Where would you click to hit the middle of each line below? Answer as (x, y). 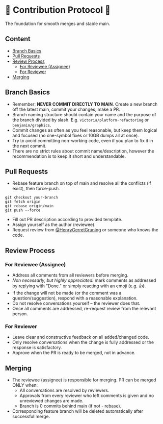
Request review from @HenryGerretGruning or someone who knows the (85, 230)
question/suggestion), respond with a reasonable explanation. (75, 298)
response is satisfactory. (37, 348)
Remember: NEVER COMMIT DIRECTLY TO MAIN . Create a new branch (85, 104)
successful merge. (31, 417)
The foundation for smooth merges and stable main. (58, 24)
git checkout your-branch (31, 198)
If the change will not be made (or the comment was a (67, 293)
